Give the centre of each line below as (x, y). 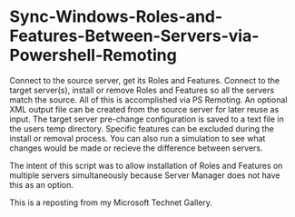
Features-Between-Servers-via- (134, 36)
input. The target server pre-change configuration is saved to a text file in (147, 119)
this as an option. (42, 184)
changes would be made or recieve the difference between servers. (136, 148)
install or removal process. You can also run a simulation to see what (138, 138)
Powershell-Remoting (93, 55)
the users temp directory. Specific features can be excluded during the (142, 128)
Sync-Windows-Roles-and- (116, 17)
